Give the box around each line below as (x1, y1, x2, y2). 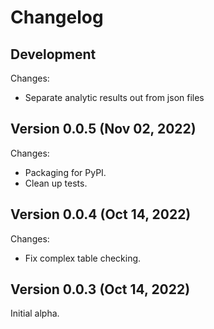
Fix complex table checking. (24, 252, 142, 264)
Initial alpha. (10, 307, 60, 320)
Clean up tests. (24, 177, 88, 189)
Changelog (10, 6, 104, 29)
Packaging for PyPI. (24, 166, 107, 178)
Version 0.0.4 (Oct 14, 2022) (10, 206, 192, 223)
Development (10, 46, 97, 63)
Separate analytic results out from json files (24, 92, 205, 103)
